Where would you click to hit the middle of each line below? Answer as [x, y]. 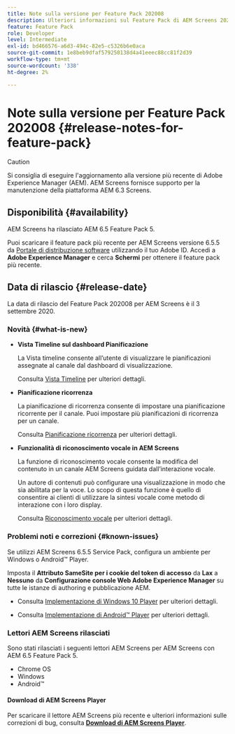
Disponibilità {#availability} [68, 212]
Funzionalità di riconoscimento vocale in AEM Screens [98, 448]
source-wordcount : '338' [43, 66]
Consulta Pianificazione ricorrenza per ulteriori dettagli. [97, 435]
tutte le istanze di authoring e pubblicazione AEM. [79, 587]
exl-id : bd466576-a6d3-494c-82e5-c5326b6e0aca [76, 46]
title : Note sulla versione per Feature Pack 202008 [86, 14]
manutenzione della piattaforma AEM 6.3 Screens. [79, 190]
